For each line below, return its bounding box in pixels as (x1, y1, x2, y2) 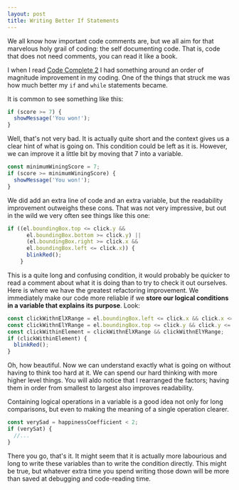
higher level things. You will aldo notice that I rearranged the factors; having (7, 376, 230, 385)
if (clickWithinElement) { (7, 335, 87, 342)
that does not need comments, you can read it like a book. (7, 51, 178, 61)
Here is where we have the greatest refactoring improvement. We (7, 286, 199, 294)
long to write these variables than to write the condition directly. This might (7, 459, 227, 467)
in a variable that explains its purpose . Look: (7, 301, 140, 310)
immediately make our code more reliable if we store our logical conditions (7, 293, 229, 302)
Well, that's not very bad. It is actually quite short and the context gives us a (7, 135, 230, 143)
